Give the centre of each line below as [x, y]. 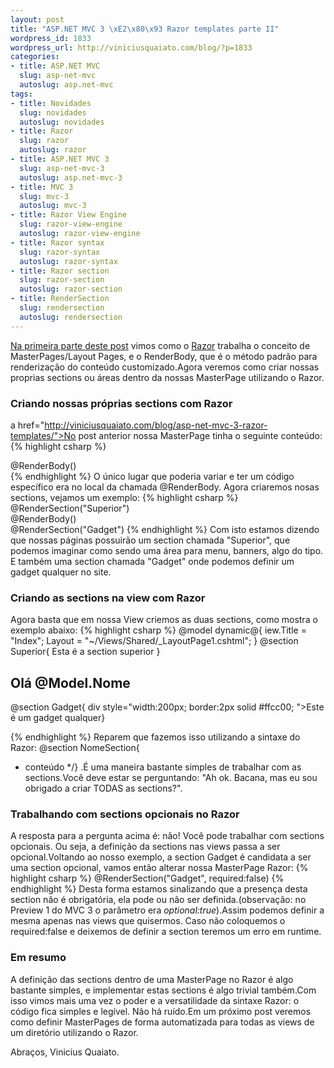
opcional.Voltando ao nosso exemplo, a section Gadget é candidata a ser [161, 857]
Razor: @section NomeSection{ [75, 748]
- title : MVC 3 [42, 187]
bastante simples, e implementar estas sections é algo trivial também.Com [163, 990]
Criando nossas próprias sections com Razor [121, 403]
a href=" [27, 425]
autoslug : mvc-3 [53, 206]
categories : [35, 57]
